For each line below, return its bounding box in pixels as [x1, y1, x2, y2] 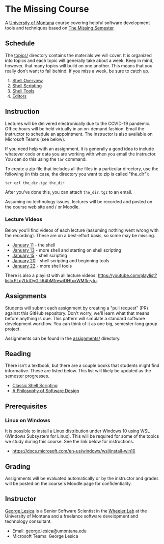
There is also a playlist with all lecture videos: [5, 272, 97, 278]
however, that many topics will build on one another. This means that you [5, 62, 153, 68]
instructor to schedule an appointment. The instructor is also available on [5, 131, 153, 137]
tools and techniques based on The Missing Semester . [5, 25, 115, 30]
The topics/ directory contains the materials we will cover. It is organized [5, 52, 152, 58]
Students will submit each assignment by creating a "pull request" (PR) [5, 305, 148, 311]
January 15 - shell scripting [12, 252, 67, 258]
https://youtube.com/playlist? [97, 272, 157, 278]
